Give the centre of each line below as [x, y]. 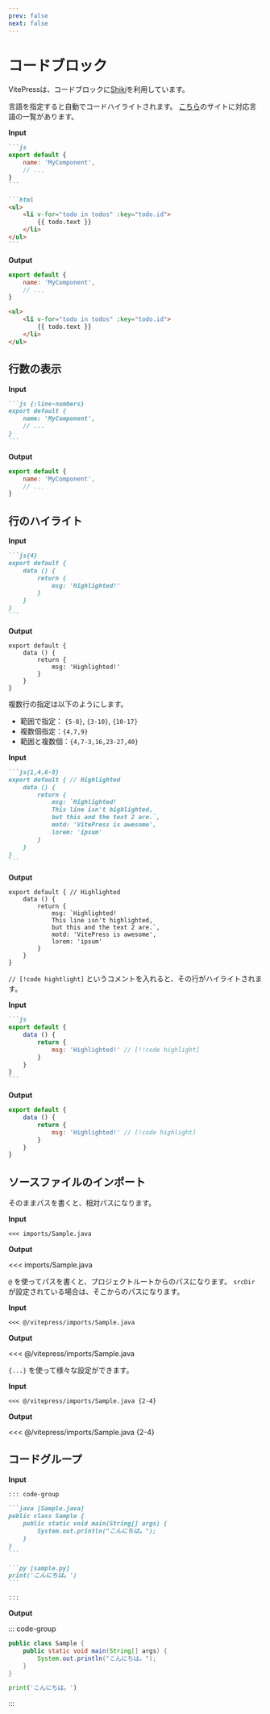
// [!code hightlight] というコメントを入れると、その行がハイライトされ [132, 979]
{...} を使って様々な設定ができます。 [71, 1370]
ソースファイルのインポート [77, 1182]
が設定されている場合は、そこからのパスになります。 [96, 1292]
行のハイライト [46, 521]
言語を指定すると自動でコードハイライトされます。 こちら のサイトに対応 [129, 106]
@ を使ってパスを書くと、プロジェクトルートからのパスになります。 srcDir [132, 1281]
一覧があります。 [50, 117]
